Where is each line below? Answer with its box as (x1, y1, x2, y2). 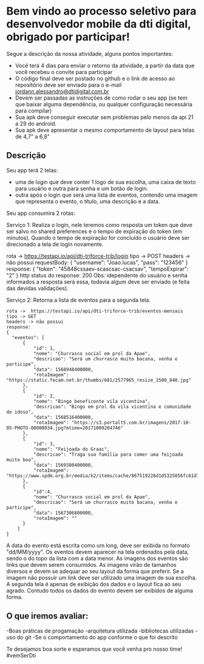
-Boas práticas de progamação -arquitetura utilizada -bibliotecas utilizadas (6, 627, 194, 634)
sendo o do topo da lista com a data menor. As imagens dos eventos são (6, 554, 188, 562)
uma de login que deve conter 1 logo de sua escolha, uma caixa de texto (15, 178, 196, 186)
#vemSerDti (6, 651, 36, 659)
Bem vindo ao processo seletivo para (6, 4, 197, 18)
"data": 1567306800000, (33, 510, 94, 516)
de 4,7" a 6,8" (15, 132, 50, 140)
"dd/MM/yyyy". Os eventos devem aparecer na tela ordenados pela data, (6, 548, 189, 555)
